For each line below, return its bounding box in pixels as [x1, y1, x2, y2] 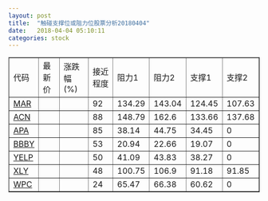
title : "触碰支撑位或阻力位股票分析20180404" [8, 19, 150, 27]
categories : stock [8, 33, 69, 42]
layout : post [8, 11, 52, 20]
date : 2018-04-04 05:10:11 [8, 26, 105, 34]
